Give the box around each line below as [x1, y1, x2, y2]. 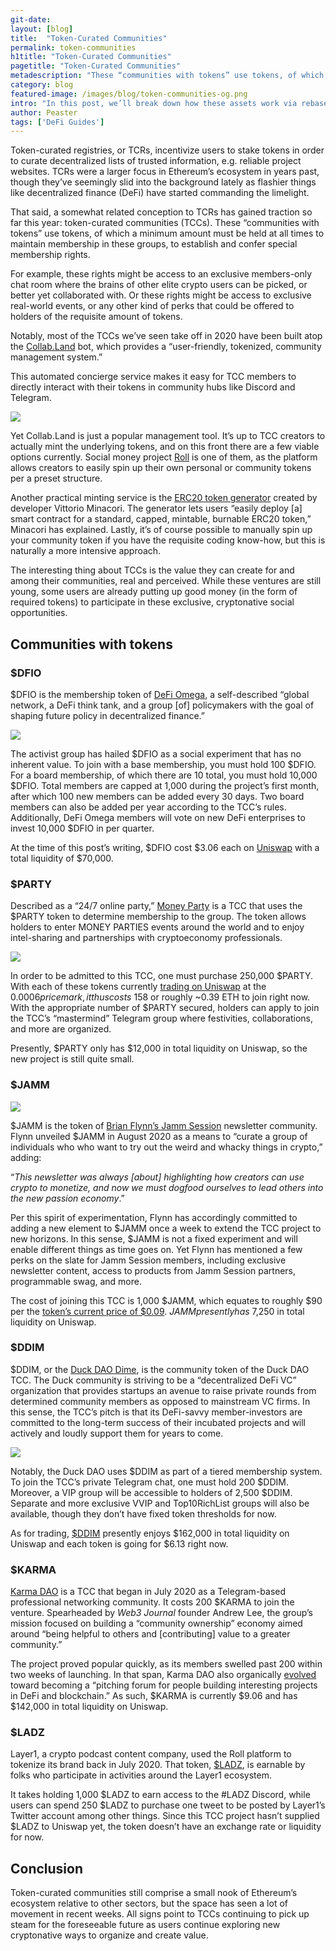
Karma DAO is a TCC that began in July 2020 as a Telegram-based [10, 1586, 287, 1598]
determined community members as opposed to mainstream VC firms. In [10, 1395, 311, 1407]
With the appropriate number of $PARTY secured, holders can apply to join [10, 1002, 320, 1014]
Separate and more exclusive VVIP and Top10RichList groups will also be [10, 1497, 310, 1509]
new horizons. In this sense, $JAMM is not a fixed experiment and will [10, 1232, 298, 1245]
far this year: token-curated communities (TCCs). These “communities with [10, 217, 320, 229]
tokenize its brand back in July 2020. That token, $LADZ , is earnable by [10, 1759, 306, 1771]
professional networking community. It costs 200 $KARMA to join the [10, 1596, 295, 1608]
